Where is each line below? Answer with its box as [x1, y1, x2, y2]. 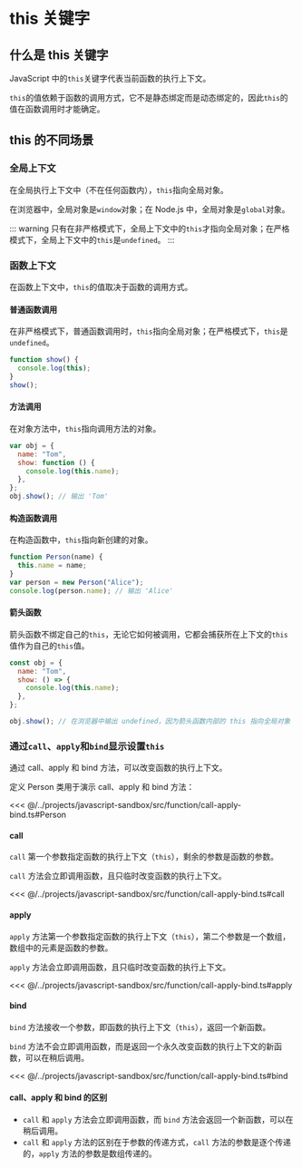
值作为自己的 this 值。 [9, 640, 90, 651]
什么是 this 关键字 [9, 47, 109, 63]
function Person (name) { [9, 552, 103, 562]
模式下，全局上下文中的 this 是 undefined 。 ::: [9, 234, 175, 245]
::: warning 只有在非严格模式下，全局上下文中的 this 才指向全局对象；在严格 [9, 223, 290, 234]
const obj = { [9, 658, 63, 667]
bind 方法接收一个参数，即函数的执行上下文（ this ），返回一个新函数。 [9, 1021, 271, 1032]
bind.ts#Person [9, 809, 66, 821]
